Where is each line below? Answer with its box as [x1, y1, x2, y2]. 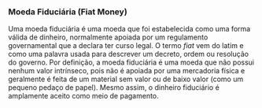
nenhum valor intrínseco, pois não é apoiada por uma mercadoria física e [8, 66, 245, 76]
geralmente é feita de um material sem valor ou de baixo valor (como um [8, 74, 244, 84]
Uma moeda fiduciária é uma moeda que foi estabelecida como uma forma [8, 24, 251, 34]
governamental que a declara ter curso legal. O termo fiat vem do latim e [8, 41, 244, 50]
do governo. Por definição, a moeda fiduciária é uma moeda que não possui [8, 58, 255, 67]
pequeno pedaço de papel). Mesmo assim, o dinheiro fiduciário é [8, 83, 220, 92]
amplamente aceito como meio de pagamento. [8, 91, 159, 101]
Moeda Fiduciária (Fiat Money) [8, 6, 127, 17]
